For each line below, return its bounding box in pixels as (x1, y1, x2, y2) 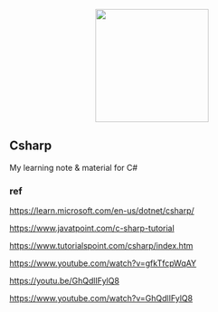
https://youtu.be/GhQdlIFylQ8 (9, 276, 120, 287)
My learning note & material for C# (9, 162, 138, 173)
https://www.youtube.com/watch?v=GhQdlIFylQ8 (9, 293, 193, 304)
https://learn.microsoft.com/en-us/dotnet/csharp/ (9, 205, 194, 216)
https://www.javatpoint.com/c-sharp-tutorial (9, 222, 175, 234)
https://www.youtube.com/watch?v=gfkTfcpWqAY (9, 258, 197, 269)
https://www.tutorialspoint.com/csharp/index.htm (9, 241, 194, 251)
